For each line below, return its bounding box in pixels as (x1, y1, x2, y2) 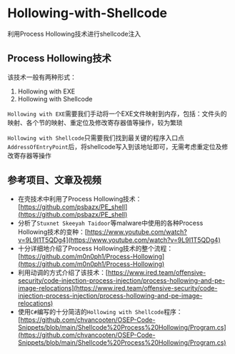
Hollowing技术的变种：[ (17, 227, 88, 236)
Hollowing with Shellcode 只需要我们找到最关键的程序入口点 (7, 133, 184, 142)
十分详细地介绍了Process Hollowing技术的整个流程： (17, 244, 174, 253)
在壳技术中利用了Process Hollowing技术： (17, 194, 142, 203)
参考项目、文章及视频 (7, 174, 101, 186)
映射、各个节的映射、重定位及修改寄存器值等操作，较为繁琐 (7, 118, 183, 126)
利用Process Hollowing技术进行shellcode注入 (7, 29, 141, 38)
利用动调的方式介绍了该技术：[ (17, 268, 109, 276)
